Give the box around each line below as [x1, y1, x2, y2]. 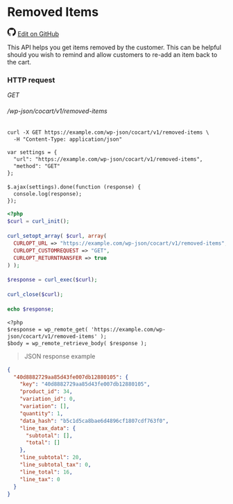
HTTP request [7, 75, 55, 85]
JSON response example [24, 351, 96, 360]
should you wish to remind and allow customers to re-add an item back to [7, 50, 218, 59]
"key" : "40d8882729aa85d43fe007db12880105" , [19, 381, 150, 388]
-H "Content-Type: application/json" [13, 136, 123, 143]
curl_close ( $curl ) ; [7, 291, 64, 298]
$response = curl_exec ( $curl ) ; [7, 277, 98, 284]
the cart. [7, 58, 32, 66]
